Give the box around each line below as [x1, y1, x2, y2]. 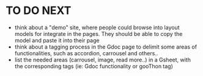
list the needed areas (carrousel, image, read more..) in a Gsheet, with [14, 56, 191, 63]
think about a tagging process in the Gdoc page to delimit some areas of [14, 43, 197, 50]
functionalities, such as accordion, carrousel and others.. [14, 49, 158, 57]
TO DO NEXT [6, 4, 72, 18]
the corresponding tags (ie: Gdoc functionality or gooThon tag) [14, 62, 174, 70]
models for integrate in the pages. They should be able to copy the [14, 30, 183, 37]
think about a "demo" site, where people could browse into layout [14, 24, 180, 31]
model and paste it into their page [14, 36, 100, 44]
